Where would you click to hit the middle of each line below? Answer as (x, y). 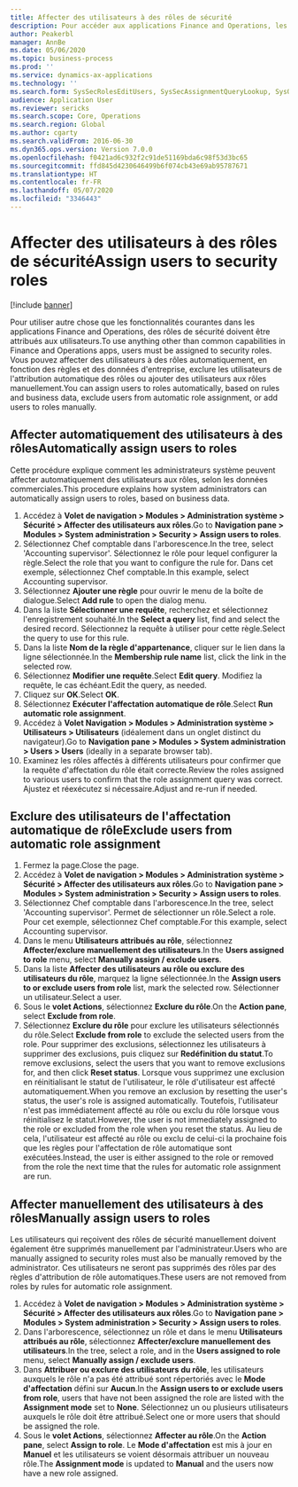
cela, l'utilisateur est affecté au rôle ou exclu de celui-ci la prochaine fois (155, 1139)
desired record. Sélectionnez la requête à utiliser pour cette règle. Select (154, 628)
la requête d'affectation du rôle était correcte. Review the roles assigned (153, 770)
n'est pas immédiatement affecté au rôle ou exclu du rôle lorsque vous (151, 1110)
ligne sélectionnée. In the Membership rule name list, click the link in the (154, 656)
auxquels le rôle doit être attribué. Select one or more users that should (152, 1417)
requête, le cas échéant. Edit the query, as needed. (115, 685)
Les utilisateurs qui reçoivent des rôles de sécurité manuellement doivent (143, 1240)
